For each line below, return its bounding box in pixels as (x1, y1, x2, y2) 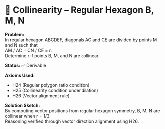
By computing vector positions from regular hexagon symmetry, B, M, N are (5, 107, 160, 114)
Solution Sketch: (5, 102, 40, 108)
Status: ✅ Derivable (5, 62, 46, 68)
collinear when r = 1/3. (5, 113, 51, 119)
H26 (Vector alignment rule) (12, 92, 70, 99)
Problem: (5, 31, 25, 37)
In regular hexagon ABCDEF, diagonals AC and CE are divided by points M (5, 37, 157, 43)
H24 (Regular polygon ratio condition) (12, 82, 90, 88)
